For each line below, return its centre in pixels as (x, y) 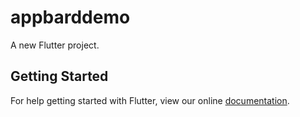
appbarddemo (70, 17)
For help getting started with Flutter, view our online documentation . (150, 100)
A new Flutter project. (55, 45)
